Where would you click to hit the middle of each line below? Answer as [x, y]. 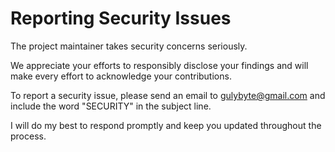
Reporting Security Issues [121, 18]
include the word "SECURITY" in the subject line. [111, 106]
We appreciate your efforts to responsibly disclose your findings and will [159, 65]
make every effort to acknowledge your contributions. [121, 76]
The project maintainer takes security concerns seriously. [129, 46]
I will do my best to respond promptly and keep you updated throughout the [166, 125]
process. [28, 136]
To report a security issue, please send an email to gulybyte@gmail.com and [168, 95]
